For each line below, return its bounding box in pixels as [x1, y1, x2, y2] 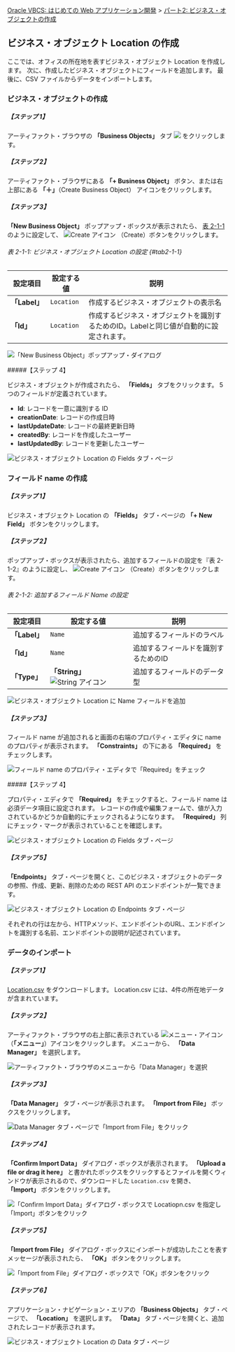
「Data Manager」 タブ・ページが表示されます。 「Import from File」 [7, 1099, 210, 1108]
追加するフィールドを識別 [132, 643, 218, 653]
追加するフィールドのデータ [132, 667, 225, 676]
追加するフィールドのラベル [132, 629, 225, 639]
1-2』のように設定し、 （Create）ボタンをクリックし [7, 564, 214, 573]
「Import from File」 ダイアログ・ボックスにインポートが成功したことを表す [7, 1245, 228, 1253]
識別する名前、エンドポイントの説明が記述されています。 [19, 928, 185, 937]
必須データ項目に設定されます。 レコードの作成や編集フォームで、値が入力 [7, 804, 222, 812]
